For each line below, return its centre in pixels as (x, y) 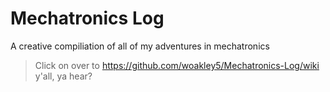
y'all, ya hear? (63, 76)
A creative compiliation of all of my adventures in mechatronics (140, 46)
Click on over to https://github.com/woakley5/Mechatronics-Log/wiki (177, 65)
